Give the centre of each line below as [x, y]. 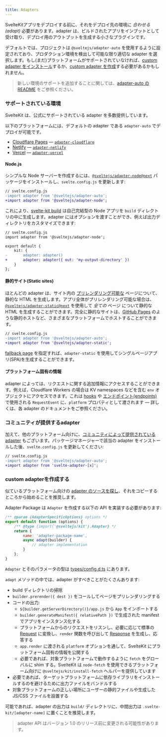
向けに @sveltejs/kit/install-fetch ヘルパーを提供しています [92, 671]
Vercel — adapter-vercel [38, 152]
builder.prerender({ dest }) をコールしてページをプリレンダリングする [86, 596]
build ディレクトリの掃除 [37, 590]
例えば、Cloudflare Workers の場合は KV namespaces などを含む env [84, 390]
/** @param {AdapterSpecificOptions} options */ [56, 517]
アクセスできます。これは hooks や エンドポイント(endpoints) [94, 396]
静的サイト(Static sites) [29, 281]
